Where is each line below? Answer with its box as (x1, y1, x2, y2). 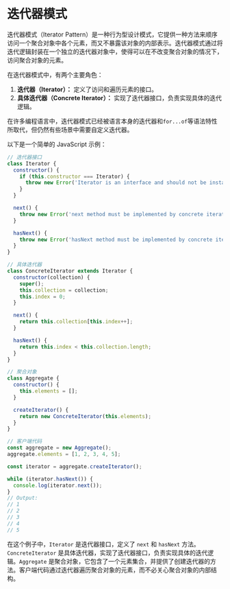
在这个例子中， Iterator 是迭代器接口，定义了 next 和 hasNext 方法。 (7, 540, 200, 548)
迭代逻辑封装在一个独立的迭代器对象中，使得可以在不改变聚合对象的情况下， (7, 47, 223, 56)
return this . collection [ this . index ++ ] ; (19, 319, 133, 325)
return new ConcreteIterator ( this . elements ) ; (19, 413, 152, 419)
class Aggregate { (7, 375, 60, 382)
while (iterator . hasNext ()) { (7, 475, 94, 483)
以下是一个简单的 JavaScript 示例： (7, 140, 107, 148)
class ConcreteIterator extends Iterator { (7, 268, 133, 275)
